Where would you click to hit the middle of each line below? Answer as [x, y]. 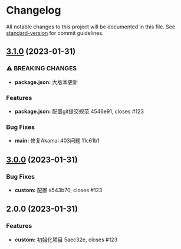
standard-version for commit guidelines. [55, 33]
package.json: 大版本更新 [46, 82]
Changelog [34, 10]
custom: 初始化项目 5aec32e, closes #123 [66, 240]
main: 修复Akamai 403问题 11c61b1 [57, 141]
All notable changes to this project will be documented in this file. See [91, 27]
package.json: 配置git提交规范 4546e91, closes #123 [79, 111]
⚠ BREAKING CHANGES [42, 69]
